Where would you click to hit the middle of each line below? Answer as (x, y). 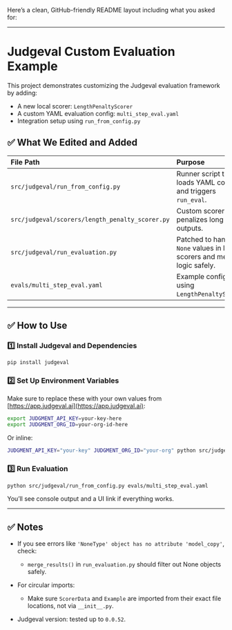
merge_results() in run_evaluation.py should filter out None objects (124, 564)
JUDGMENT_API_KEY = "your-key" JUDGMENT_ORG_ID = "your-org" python (101, 451)
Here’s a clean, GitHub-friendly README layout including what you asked (111, 10)
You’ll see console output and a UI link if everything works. (91, 499)
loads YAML (196, 182)
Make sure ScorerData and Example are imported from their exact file (124, 599)
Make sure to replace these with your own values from (85, 398)
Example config (202, 276)
